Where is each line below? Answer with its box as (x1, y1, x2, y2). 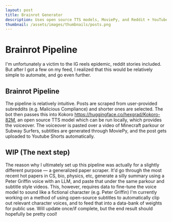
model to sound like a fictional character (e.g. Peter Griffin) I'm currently (5, 189, 157, 195)
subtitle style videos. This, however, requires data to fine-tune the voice (5, 183, 157, 190)
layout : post (5, 7, 33, 13)
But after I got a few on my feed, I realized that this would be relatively (5, 66, 153, 72)
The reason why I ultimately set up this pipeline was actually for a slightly (5, 161, 160, 168)
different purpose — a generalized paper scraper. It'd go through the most (5, 167, 162, 173)
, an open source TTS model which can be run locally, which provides (14, 117, 162, 123)
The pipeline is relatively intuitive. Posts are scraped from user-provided (5, 101, 158, 106)
